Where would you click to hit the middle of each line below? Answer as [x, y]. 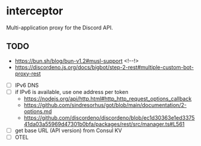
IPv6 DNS [27, 85]
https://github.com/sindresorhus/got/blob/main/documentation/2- [105, 105]
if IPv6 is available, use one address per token [71, 92]
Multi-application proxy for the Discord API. [60, 28]
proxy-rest [28, 74]
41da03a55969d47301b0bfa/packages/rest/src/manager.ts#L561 [104, 124]
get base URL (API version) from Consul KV [68, 130]
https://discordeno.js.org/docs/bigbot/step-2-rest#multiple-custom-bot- [104, 67]
